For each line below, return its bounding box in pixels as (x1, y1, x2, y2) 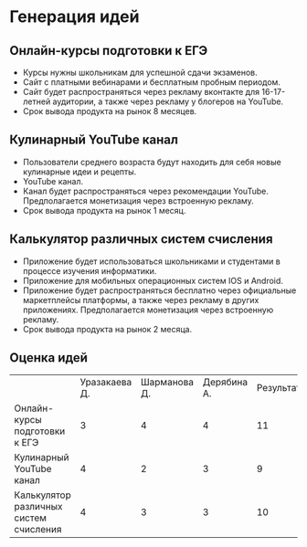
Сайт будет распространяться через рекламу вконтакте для (22, 87, 260, 97)
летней (22, 96, 51, 107)
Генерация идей (9, 6, 140, 27)
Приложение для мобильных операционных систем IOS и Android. (22, 275, 283, 286)
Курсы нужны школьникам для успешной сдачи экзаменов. (22, 67, 258, 78)
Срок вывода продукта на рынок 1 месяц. (22, 205, 186, 216)
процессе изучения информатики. (22, 265, 157, 276)
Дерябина (202, 376, 249, 389)
